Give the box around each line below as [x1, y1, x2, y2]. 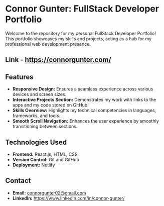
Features [5, 72, 34, 81]
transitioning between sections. [12, 124, 78, 130]
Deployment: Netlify [12, 162, 55, 168]
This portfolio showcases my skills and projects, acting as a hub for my [5, 36, 152, 42]
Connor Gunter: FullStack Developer [5, 3, 159, 15]
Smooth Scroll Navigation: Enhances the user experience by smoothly [12, 118, 159, 124]
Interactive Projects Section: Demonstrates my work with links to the [12, 96, 156, 103]
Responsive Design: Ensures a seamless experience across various [12, 86, 153, 92]
